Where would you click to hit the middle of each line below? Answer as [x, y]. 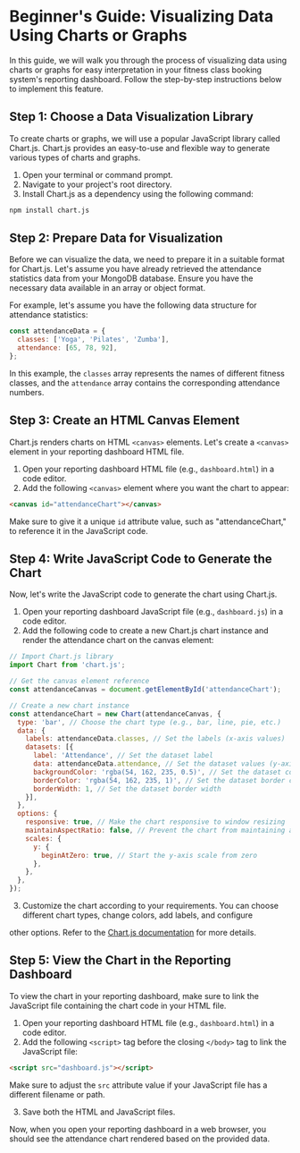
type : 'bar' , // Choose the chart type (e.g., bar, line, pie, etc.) [149, 722]
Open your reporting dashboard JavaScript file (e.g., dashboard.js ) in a [153, 612]
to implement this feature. [57, 89]
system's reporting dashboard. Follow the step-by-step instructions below [146, 79]
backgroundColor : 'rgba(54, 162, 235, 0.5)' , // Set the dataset [157, 772]
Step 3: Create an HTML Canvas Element [125, 421]
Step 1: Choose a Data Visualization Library [132, 117]
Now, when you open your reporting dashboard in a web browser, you [137, 1129]
